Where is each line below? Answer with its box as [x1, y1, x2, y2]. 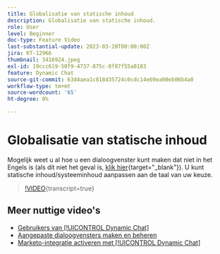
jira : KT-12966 [7, 50, 52, 57]
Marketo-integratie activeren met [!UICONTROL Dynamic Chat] [17, 238, 201, 247]
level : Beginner [7, 30, 55, 37]
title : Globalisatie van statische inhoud [7, 10, 134, 18]
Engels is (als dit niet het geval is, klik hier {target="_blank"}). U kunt [7, 163, 204, 171]
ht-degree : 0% [7, 96, 49, 103]
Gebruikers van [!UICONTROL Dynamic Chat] [17, 223, 149, 231]
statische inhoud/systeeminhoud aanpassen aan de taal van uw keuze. [7, 170, 213, 179]
